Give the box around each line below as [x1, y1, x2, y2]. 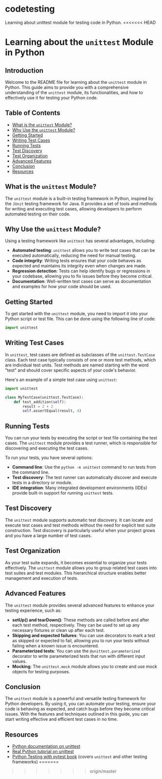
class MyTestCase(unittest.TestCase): [5, 395, 84, 400]
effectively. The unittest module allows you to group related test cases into [5, 565, 157, 570]
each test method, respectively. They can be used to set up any [12, 622, 140, 628]
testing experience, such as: [5, 608, 62, 613]
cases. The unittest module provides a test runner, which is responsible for [5, 440, 157, 446]
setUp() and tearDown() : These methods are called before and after [12, 617, 149, 623]
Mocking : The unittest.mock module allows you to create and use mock [12, 664, 157, 669]
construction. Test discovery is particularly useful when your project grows [5, 527, 156, 533]
